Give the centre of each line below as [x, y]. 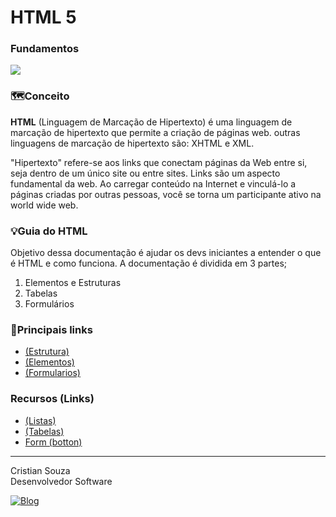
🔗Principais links [51, 329]
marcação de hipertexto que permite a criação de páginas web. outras [155, 132]
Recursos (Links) [52, 399]
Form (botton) [53, 442]
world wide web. [44, 205]
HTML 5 [43, 17]
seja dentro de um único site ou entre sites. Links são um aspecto [145, 173]
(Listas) [40, 420]
